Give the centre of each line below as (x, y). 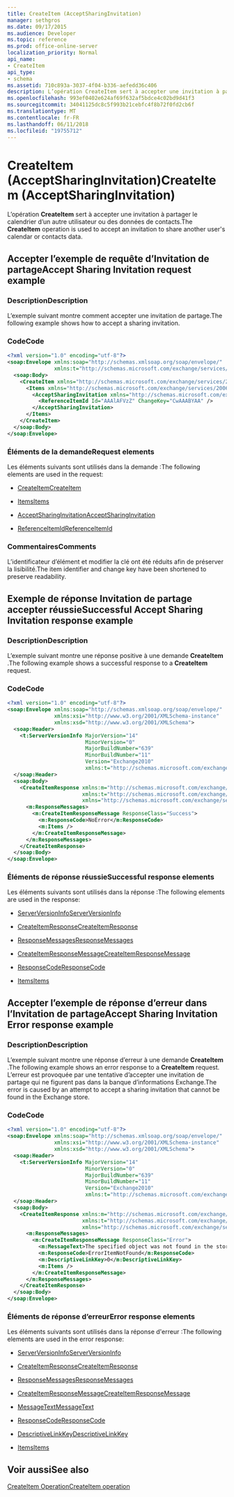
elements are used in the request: (55, 474)
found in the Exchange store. (49, 1097)
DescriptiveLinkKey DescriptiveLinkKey (73, 1434)
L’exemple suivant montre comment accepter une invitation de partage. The (115, 316)
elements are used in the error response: (65, 1339)
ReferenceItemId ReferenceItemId (65, 528)
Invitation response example (70, 621)
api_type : (22, 72)
